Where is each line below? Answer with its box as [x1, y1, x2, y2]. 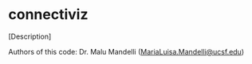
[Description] [8, 32, 52, 41]
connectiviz [8, 6, 89, 24]
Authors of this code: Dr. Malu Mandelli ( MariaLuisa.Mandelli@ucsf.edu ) [8, 47, 245, 56]
